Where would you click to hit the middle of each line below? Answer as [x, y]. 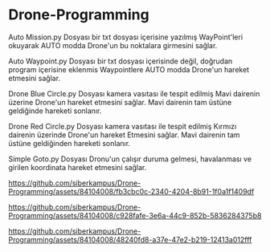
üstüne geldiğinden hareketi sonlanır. [70, 143]
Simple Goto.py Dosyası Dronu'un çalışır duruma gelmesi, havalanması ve [130, 159]
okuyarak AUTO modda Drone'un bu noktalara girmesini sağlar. [113, 45]
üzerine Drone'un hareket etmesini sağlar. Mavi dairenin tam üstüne [120, 102]
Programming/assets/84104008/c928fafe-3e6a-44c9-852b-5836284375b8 [135, 215]
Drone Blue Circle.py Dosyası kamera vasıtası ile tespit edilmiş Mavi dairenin [134, 93]
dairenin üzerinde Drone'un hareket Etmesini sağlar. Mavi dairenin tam [124, 135]
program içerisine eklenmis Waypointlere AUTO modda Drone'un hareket [129, 69]
